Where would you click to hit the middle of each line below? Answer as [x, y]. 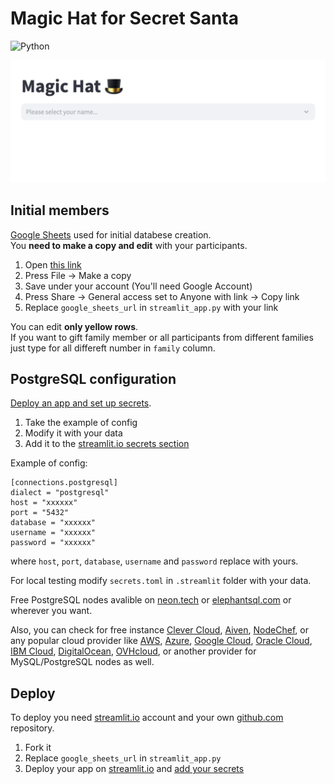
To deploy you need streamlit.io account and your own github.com [147, 718]
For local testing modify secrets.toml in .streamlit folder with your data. [161, 581]
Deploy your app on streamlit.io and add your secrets [134, 769]
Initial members [60, 210]
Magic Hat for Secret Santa [124, 18]
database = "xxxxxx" [53, 523]
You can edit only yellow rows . [74, 326]
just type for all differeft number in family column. [113, 348]
